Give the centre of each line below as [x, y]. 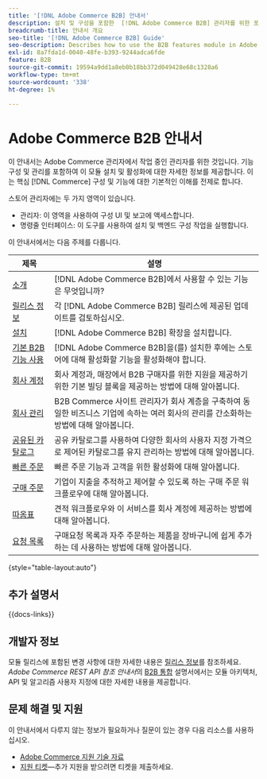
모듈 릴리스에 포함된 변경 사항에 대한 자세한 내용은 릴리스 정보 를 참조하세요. [125, 661]
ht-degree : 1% [32, 89]
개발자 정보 [34, 641]
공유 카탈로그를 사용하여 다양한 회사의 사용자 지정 [141, 440]
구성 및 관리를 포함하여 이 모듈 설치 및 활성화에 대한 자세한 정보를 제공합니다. [127, 172]
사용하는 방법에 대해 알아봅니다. [136, 548]
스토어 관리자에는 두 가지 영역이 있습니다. [72, 199]
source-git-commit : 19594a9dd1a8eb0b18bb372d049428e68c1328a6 [113, 68]
